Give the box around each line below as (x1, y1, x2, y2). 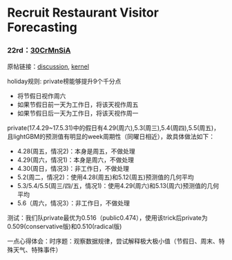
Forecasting (7, 19, 77, 35)
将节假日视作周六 (17, 92, 66, 100)
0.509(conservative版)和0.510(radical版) (7, 223, 122, 231)
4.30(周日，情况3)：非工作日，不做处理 (17, 165, 130, 173)
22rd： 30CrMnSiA (7, 46, 71, 55)
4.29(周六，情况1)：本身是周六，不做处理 (17, 156, 135, 164)
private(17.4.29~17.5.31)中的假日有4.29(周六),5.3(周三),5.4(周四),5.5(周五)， (7, 124, 220, 132)
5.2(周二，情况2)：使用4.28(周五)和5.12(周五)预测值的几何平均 (17, 173, 195, 181)
